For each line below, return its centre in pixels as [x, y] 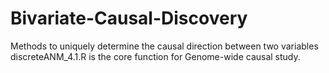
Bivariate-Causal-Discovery [129, 18]
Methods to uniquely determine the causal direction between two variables [164, 46]
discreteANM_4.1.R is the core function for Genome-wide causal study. [155, 56]
